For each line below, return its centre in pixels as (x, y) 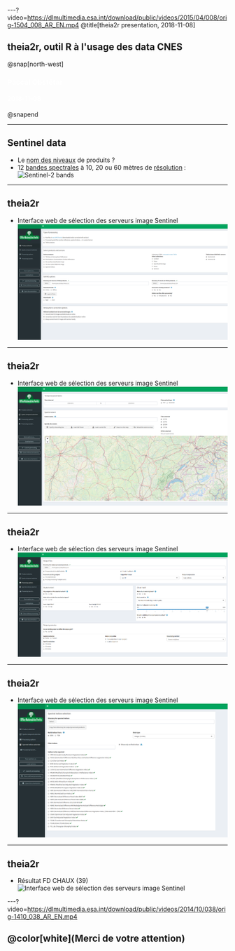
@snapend (23, 114)
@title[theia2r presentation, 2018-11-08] (138, 25)
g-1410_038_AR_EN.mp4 (43, 917)
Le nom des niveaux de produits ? (66, 160)
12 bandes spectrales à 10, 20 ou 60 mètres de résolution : (102, 167)
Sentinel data (37, 143)
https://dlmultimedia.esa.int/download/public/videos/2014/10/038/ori (126, 909)
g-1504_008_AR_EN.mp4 (43, 25)
